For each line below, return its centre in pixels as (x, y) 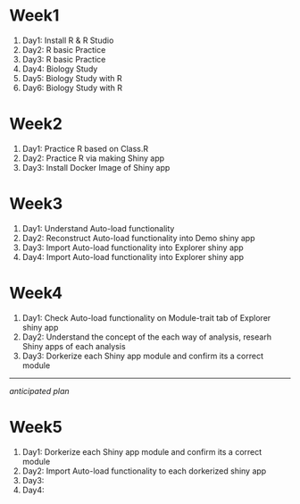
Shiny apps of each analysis (74, 346)
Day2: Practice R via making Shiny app (93, 158)
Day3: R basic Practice (64, 59)
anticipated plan (39, 391)
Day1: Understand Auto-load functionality (98, 228)
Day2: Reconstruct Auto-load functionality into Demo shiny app (139, 238)
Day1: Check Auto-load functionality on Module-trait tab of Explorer (146, 317)
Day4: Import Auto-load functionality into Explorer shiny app (133, 256)
